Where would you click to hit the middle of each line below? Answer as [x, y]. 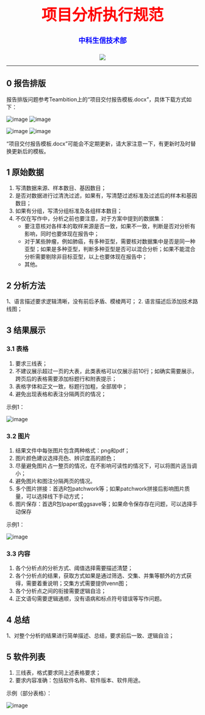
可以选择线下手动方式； [56, 496]
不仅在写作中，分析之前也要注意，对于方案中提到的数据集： [90, 219]
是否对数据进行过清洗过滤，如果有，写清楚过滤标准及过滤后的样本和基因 [106, 196]
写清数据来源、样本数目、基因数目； [61, 188]
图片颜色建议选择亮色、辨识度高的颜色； [66, 458]
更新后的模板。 [30, 151]
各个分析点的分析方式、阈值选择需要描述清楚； [74, 568]
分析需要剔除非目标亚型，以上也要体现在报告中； [86, 257]
